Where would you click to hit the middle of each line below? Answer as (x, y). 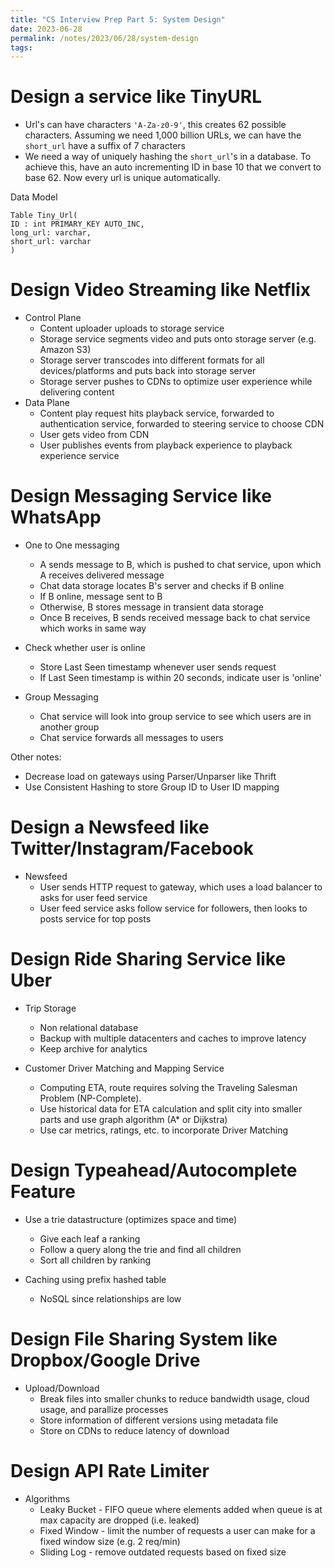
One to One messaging (72, 545)
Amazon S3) (65, 350)
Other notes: (36, 757)
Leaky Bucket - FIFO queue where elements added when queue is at (181, 1509)
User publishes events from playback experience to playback (166, 445)
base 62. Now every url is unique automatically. (122, 178)
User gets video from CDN (94, 435)
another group (69, 727)
